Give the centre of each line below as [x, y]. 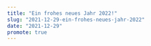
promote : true [27, 32]
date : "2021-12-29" [35, 26]
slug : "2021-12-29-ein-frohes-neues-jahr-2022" [76, 20]
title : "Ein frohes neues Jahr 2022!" [62, 13]
